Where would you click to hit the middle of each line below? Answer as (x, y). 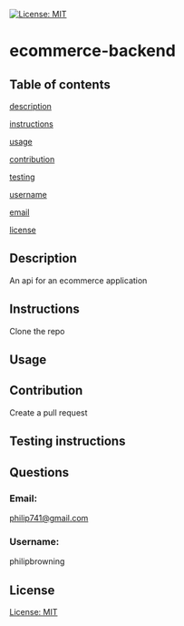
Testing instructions (68, 441)
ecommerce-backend (93, 51)
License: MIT (34, 612)
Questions (39, 472)
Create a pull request (48, 412)
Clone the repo (37, 331)
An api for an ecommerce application (78, 280)
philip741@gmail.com (49, 518)
